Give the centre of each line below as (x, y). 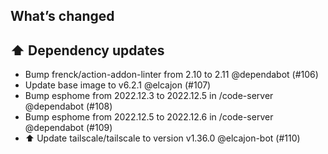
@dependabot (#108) (68, 106)
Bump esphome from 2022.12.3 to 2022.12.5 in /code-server (149, 96)
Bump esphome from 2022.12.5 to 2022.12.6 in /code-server (149, 117)
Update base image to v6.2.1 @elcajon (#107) (118, 85)
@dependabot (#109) (68, 128)
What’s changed (62, 16)
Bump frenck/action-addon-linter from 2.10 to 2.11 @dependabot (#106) (171, 75)
